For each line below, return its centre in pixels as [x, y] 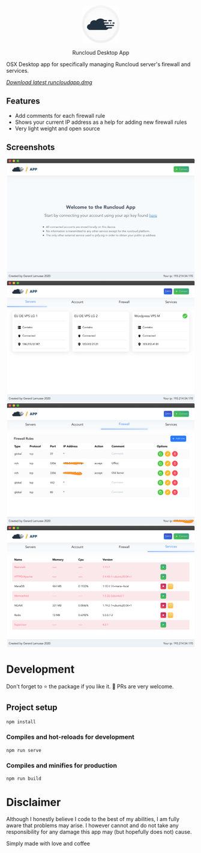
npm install [21, 722]
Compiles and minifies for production [61, 765]
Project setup [32, 707]
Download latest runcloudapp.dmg [49, 82]
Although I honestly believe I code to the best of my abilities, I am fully [93, 819]
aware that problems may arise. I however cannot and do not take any [92, 825]
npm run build [24, 778]
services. [17, 71]
